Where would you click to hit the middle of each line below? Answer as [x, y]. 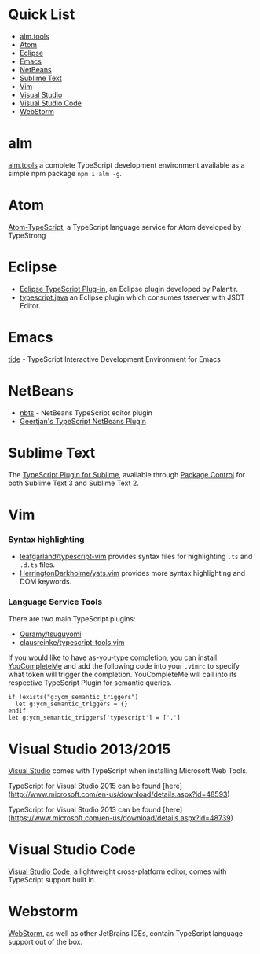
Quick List [42, 15]
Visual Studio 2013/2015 [90, 749]
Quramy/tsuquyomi [50, 634]
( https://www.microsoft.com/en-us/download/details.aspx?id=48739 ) [121, 818]
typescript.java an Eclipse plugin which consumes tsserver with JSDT [132, 297]
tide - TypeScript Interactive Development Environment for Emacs [115, 359]
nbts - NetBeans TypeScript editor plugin [86, 413]
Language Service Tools [55, 602]
